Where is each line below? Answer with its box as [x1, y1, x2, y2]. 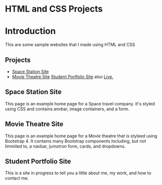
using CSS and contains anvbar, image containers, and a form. [5, 106, 130, 112]
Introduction [5, 26, 56, 37]
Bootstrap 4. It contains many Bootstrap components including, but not [5, 138, 147, 144]
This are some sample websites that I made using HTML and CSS [5, 42, 135, 48]
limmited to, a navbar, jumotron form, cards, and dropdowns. [5, 143, 126, 149]
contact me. [5, 175, 29, 181]
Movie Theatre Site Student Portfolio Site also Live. [12, 74, 114, 80]
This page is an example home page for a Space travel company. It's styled [5, 101, 155, 106]
